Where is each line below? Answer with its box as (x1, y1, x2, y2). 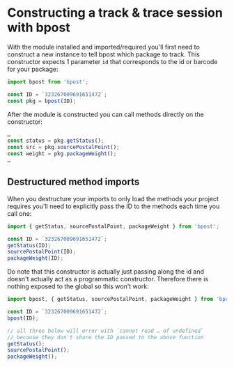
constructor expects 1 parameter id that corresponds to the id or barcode (7, 57, 218, 65)
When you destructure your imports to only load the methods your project (7, 194, 219, 203)
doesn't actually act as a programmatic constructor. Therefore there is (7, 275, 209, 283)
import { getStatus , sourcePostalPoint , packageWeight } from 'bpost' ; (7, 223, 219, 230)
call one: (7, 209, 32, 217)
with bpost (7, 19, 71, 36)
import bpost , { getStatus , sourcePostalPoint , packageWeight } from (7, 296, 214, 303)
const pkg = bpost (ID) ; (7, 97, 77, 104)
